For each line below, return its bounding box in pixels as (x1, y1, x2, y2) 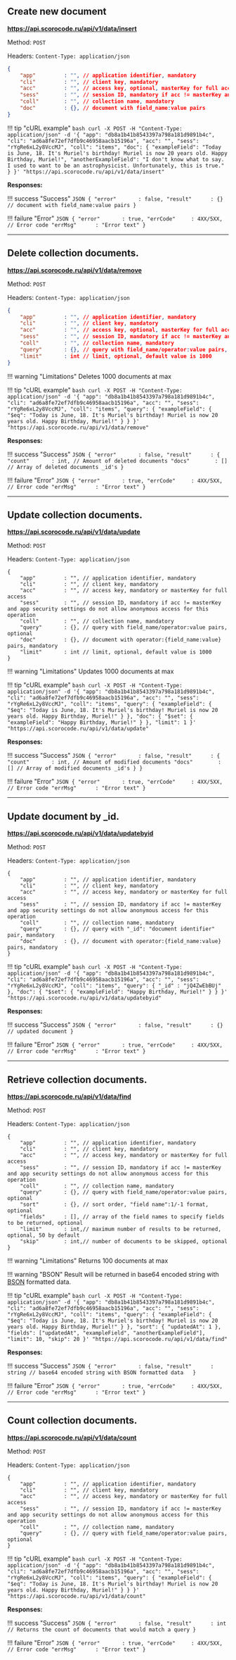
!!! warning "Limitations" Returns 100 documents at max (7, 1256, 169, 1265)
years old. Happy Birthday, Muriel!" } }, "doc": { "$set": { (7, 713, 193, 720)
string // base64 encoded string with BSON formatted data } (7, 1369, 197, 1376)
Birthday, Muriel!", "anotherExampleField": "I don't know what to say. (7, 156, 225, 163)
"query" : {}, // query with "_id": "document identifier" (20, 925, 216, 932)
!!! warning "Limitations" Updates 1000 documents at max (7, 667, 174, 675)
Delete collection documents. (7, 247, 139, 259)
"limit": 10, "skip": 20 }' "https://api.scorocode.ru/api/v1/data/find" (7, 1335, 228, 1342)
